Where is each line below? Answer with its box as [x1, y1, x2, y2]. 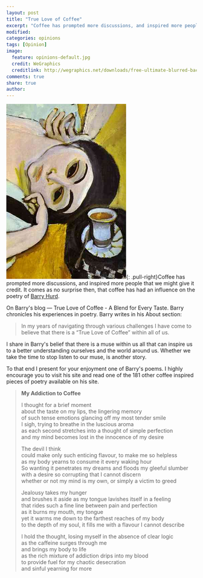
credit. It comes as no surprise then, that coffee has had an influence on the [6, 286, 195, 293]
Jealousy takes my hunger [21, 489, 88, 496]
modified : [6, 29, 31, 35]
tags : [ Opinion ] [6, 42, 47, 48]
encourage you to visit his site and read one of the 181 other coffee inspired [6, 372, 194, 379]
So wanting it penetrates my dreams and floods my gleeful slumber [21, 464, 188, 472]
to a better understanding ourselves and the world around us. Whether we [6, 347, 191, 354]
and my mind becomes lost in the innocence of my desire [21, 433, 164, 441]
